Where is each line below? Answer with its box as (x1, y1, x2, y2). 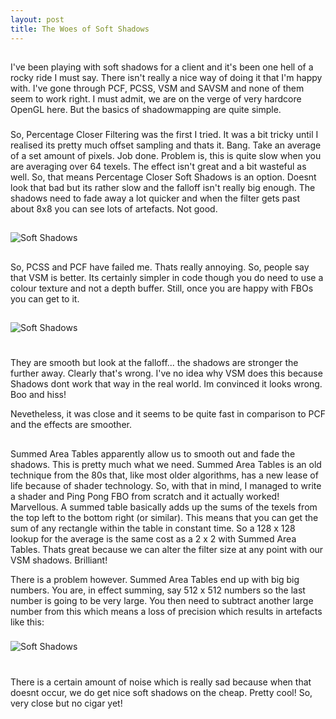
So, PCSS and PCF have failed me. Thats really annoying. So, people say (10, 261, 310, 273)
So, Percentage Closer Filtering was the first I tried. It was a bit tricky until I (10, 128, 319, 140)
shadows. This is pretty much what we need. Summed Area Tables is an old (10, 458, 322, 470)
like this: (10, 616, 45, 628)
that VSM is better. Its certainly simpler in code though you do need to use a (10, 271, 324, 283)
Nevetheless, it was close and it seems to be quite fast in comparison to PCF (10, 408, 326, 420)
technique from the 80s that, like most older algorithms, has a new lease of (10, 469, 319, 481)
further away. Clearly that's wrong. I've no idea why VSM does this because (10, 367, 323, 380)
